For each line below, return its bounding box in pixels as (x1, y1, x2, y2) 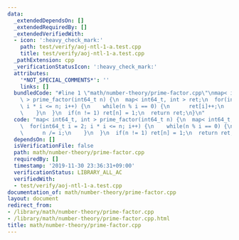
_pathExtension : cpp (14, 57, 75, 64)
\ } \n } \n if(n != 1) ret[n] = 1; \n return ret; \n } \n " (20, 109, 205, 116)
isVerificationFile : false (14, 143, 94, 150)
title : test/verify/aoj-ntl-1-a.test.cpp (20, 50, 144, 58)
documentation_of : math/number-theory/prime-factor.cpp (7, 189, 176, 196)
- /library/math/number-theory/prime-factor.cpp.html (7, 215, 171, 222)
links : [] (20, 83, 50, 90)
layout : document (7, 195, 59, 202)
